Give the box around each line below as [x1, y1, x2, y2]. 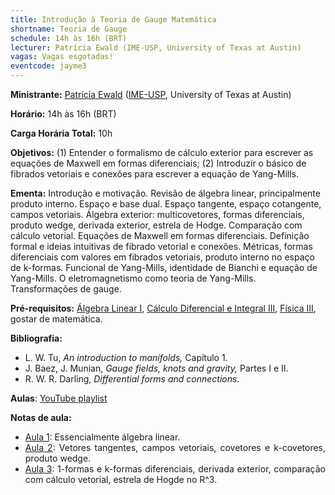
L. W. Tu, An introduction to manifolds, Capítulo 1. [24, 352, 228, 363]
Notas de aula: [10, 412, 72, 423]
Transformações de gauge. [10, 283, 122, 295]
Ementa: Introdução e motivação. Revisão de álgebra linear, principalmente [10, 187, 321, 199]
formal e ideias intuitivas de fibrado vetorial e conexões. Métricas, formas [10, 241, 313, 252]
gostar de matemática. [10, 313, 103, 325]
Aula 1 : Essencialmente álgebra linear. [24, 431, 181, 443]
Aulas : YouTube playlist [10, 392, 108, 404]
